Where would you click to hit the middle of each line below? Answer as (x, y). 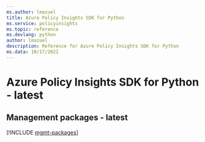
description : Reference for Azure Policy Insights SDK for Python (93, 47)
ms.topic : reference (33, 29)
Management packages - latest (67, 118)
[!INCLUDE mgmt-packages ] (42, 132)
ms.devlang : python (31, 35)
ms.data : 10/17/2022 (33, 52)
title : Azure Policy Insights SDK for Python (65, 18)
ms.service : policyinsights (42, 23)
